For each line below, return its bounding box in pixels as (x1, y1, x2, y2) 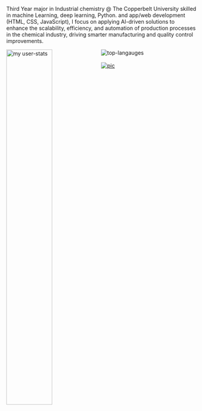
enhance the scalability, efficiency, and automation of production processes (6, 24, 196, 32)
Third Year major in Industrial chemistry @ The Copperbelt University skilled (6, 5, 197, 12)
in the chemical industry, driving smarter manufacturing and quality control (6, 31, 194, 38)
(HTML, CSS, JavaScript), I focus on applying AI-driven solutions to (6, 18, 175, 25)
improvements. (6, 38, 44, 44)
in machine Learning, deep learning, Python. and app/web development (6, 12, 186, 19)
